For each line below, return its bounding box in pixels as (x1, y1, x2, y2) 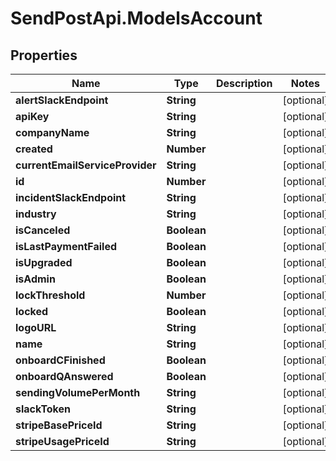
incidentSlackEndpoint (15, 191, 127, 204)
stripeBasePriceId (15, 418, 103, 432)
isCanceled (15, 223, 71, 237)
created (15, 142, 53, 156)
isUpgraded (15, 256, 73, 269)
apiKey (15, 110, 50, 123)
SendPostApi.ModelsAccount (10, 7, 263, 30)
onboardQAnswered (15, 370, 114, 383)
